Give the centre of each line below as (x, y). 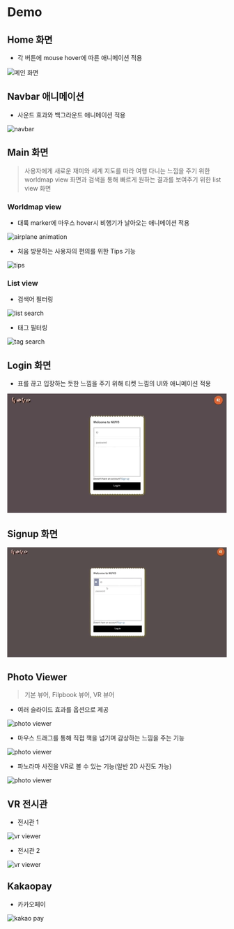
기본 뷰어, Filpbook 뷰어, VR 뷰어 (69, 695)
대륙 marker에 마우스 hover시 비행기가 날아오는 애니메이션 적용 (103, 222)
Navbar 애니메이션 (46, 97)
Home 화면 (30, 39)
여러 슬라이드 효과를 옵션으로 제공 (63, 710)
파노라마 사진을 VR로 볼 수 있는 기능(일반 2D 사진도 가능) (94, 766)
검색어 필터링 (35, 299)
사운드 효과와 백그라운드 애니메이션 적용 (71, 115)
